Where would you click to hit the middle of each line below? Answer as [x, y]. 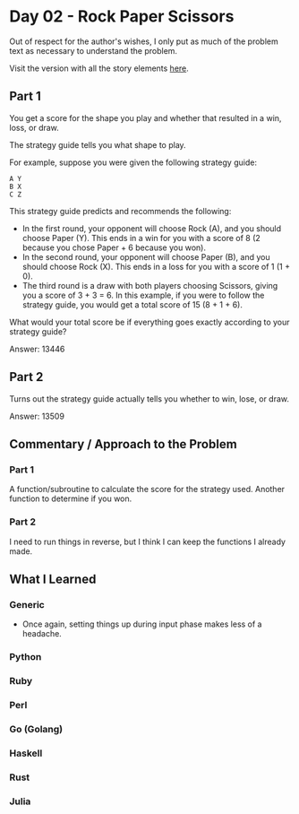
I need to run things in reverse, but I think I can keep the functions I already [148, 541]
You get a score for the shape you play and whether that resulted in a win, [145, 117]
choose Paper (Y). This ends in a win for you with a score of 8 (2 [141, 238]
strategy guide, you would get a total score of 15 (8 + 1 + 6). [132, 304]
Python [26, 657]
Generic [27, 604]
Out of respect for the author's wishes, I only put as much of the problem [144, 41]
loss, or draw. [34, 127]
